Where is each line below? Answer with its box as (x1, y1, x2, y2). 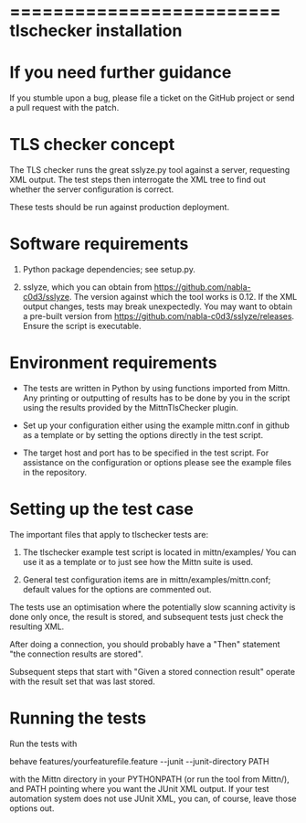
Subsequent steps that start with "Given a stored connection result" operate (9, 666, 295, 677)
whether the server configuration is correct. (9, 184, 174, 195)
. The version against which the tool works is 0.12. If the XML (69, 292, 298, 302)
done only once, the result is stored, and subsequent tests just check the (9, 611, 284, 622)
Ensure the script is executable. (22, 321, 142, 331)
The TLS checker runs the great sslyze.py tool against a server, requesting (9, 165, 290, 176)
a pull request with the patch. (9, 102, 120, 113)
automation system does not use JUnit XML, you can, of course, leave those (9, 793, 297, 804)
